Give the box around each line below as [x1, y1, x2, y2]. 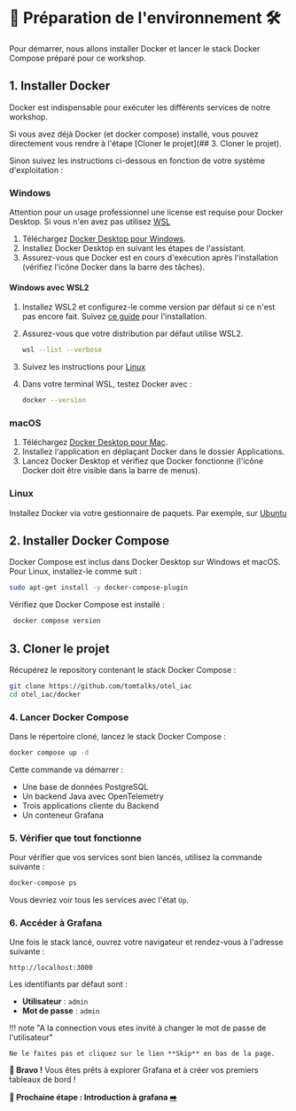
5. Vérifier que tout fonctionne [9, 832, 142, 844]
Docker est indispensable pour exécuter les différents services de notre [9, 102, 271, 113]
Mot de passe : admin [21, 1005, 100, 1016]
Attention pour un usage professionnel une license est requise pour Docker [9, 207, 284, 218]
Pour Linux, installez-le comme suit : [9, 566, 142, 577]
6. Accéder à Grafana [9, 916, 103, 928]
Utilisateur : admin [21, 996, 89, 1007]
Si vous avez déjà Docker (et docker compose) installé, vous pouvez [9, 129, 259, 139]
